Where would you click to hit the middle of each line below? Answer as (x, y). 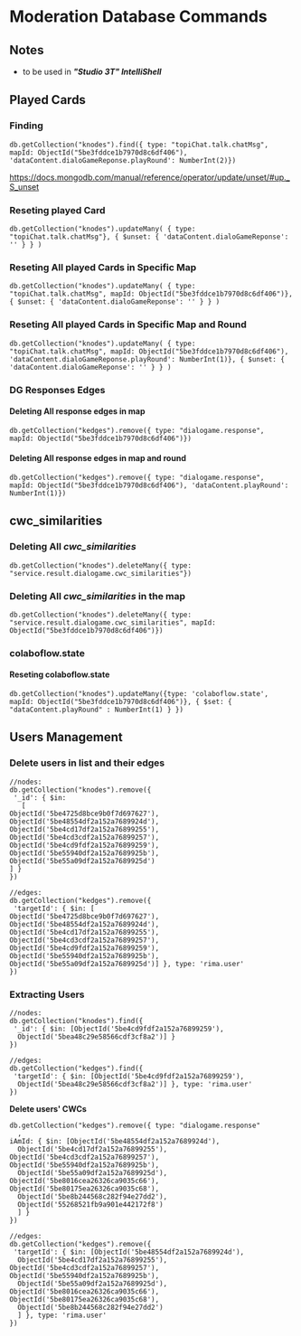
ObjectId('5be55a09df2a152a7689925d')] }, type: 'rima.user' (127, 964)
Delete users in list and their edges (87, 763)
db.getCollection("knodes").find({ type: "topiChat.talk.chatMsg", (139, 145)
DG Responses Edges (57, 390)
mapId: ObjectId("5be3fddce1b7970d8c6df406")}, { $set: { (121, 702)
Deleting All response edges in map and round (98, 458)
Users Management (66, 737)
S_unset (24, 186)
